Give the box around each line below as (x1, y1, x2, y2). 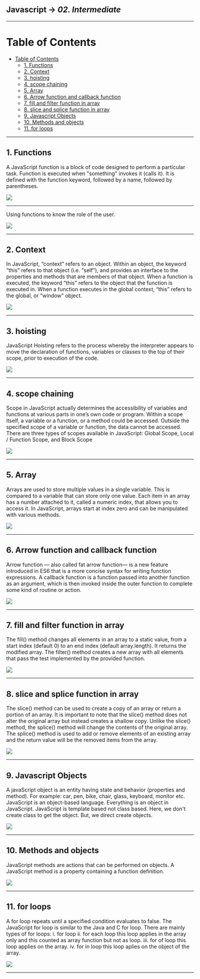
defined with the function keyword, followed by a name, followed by (6, 176, 173, 183)
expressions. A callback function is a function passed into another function (6, 573, 190, 581)
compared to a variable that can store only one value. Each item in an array (6, 492, 190, 499)
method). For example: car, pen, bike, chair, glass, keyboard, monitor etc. (6, 793, 186, 800)
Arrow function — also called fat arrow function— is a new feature (6, 561, 168, 568)
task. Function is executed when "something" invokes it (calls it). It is (6, 170, 174, 177)
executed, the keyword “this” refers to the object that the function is (6, 279, 173, 286)
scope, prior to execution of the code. (6, 354, 99, 362)
